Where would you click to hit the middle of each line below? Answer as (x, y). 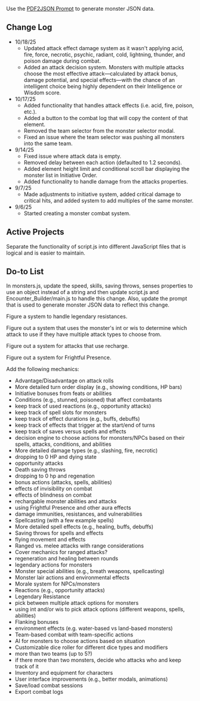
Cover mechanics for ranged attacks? (61, 552)
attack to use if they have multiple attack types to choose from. (84, 335)
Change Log (29, 27)
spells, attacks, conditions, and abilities (63, 444)
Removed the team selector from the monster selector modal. (99, 130)
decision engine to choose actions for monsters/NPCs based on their (100, 438)
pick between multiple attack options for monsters (77, 603)
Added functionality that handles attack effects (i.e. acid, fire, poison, (109, 105)
